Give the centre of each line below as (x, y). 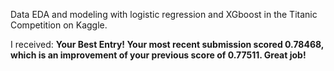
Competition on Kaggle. (59, 25)
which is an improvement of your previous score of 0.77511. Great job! (158, 55)
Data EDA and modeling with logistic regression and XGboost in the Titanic (164, 14)
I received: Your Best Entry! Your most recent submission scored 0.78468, (167, 44)
